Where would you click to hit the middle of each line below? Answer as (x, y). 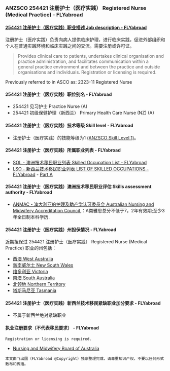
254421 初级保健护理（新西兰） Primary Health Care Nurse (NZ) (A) (83, 113)
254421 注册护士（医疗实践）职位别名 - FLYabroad (59, 94)
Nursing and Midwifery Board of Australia (56, 348)
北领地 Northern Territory (39, 284)
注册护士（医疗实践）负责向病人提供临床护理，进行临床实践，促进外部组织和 (85, 40)
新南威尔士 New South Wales (43, 265)
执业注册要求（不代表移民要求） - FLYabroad (52, 327)
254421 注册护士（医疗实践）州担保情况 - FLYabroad (61, 230)
